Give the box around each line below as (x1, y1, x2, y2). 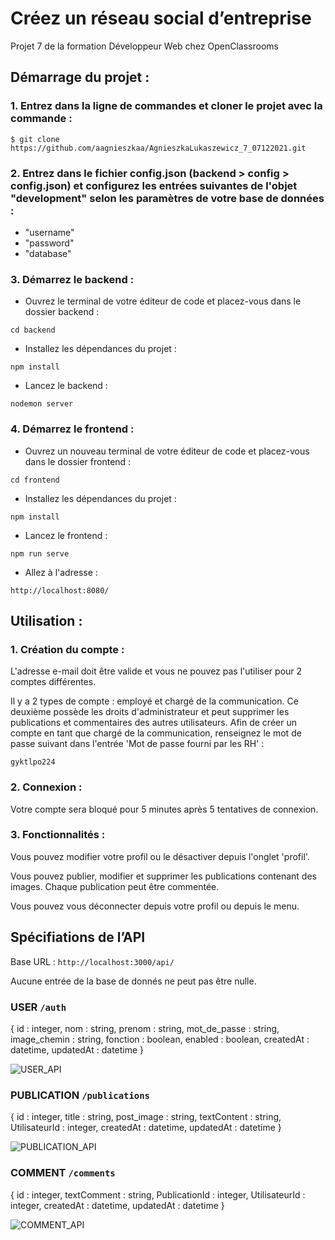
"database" (24, 247, 72, 259)
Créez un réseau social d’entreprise (10, 7, 312, 30)
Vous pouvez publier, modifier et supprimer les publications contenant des (10, 870, 317, 882)
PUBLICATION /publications (10, 1088, 150, 1102)
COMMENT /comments (10, 1166, 116, 1180)
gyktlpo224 (10, 757, 56, 767)
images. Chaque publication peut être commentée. (10, 880, 220, 892)
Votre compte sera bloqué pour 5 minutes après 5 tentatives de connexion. (10, 803, 319, 815)
